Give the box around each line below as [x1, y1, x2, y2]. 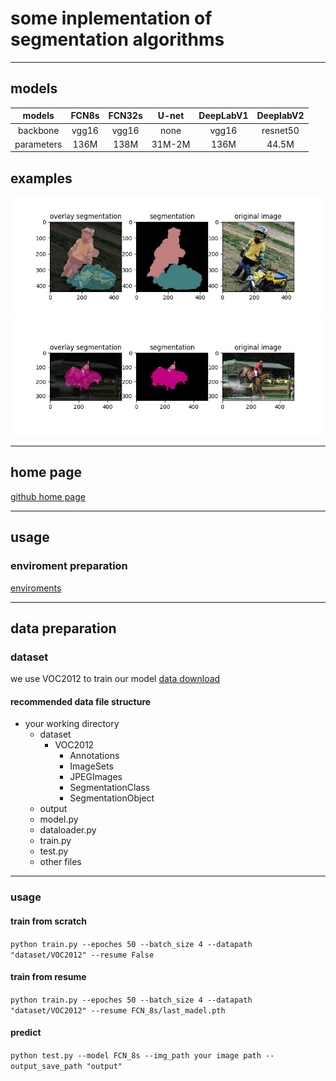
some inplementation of [10, 7, 213, 30]
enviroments [10, 582, 62, 594]
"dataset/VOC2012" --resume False [10, 950, 155, 960]
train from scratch [10, 915, 87, 927]
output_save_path [10, 1061, 83, 1071]
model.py [39, 813, 79, 826]
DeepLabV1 [198, 110, 249, 122]
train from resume [10, 971, 87, 983]
